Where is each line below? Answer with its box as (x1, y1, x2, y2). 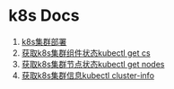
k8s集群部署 (21, 36, 67, 47)
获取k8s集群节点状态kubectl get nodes (21, 58, 165, 69)
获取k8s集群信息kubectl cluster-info (21, 69, 154, 81)
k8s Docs (8, 5, 80, 26)
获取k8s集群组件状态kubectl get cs (21, 47, 151, 58)
